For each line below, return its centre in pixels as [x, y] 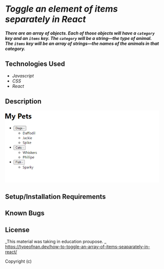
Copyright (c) [18, 261]
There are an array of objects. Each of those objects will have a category [80, 33]
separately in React [46, 19]
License [17, 230]
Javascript [23, 76]
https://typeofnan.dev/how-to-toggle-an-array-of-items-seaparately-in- [78, 247]
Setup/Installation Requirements [55, 197]
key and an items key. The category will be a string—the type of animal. [79, 38]
